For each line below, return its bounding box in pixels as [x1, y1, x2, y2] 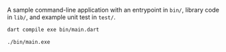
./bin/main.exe [7, 38, 51, 45]
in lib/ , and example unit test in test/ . [7, 13, 116, 21]
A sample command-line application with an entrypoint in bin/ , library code [7, 6, 220, 14]
